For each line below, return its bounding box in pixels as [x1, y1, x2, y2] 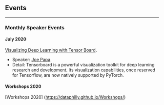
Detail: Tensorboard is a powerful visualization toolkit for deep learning [12, 62, 155, 67]
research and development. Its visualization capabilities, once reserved [12, 67, 155, 73]
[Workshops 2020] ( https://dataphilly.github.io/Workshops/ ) [5, 94, 126, 100]
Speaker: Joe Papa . [12, 56, 52, 63]
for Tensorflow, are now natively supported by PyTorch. [12, 72, 124, 78]
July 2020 [5, 36, 27, 42]
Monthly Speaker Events [5, 24, 65, 31]
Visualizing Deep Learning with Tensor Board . [5, 47, 97, 53]
